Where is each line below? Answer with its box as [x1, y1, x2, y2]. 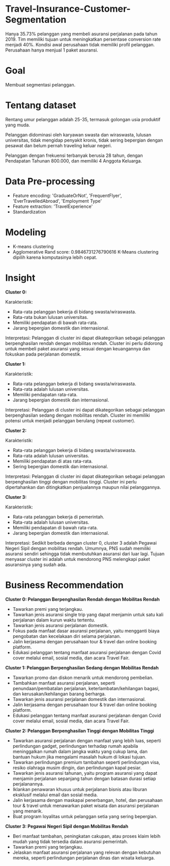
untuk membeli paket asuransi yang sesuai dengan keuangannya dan [5, 345, 150, 351]
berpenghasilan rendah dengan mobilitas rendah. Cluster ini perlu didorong [5, 340, 163, 346]
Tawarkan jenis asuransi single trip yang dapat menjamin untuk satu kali [12, 611, 164, 617]
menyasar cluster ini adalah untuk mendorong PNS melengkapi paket [5, 556, 150, 562]
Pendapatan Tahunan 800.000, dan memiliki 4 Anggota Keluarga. [5, 157, 143, 164]
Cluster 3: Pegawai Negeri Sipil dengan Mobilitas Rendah [5, 823, 129, 829]
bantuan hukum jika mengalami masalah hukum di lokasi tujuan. [12, 753, 147, 760]
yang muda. [5, 122, 31, 128]
